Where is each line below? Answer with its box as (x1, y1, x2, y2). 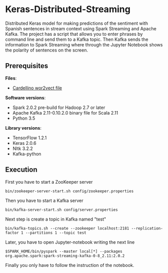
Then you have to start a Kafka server (5, 197, 84, 203)
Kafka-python (12, 150, 42, 157)
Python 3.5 (12, 115, 35, 121)
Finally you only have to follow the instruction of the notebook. (5, 262, 134, 268)
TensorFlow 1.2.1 (12, 135, 47, 141)
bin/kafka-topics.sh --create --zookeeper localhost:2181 (5, 226, 129, 231)
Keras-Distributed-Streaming (5, 4, 131, 15)
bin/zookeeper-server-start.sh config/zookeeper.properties (5, 188, 134, 194)
